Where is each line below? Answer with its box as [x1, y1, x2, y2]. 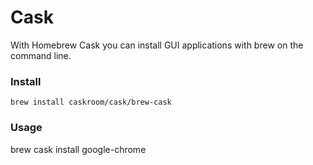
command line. [10, 49, 72, 61]
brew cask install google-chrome [10, 143, 147, 155]
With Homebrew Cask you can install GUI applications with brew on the [10, 39, 304, 51]
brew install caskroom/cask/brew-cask [10, 97, 172, 108]
